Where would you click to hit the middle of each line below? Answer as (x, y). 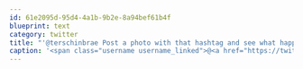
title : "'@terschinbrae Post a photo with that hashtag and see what (143, 43)
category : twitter (44, 34)
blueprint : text (40, 26)
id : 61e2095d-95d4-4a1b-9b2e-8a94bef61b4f (90, 17)
